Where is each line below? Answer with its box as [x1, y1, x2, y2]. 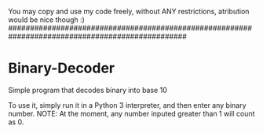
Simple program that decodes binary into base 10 [8, 85, 167, 94]
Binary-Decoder [8, 59, 115, 77]
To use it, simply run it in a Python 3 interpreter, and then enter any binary [8, 100, 247, 109]
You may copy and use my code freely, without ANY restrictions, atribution [8, 7, 250, 16]
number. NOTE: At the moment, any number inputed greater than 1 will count [8, 109, 255, 118]
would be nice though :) [8, 15, 85, 24]
